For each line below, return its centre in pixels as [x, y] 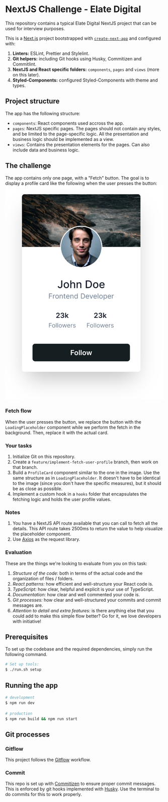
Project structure [32, 101]
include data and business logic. [46, 150]
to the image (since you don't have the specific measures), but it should [87, 484]
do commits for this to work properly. [44, 794]
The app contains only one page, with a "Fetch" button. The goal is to [77, 178]
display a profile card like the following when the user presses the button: [81, 183]
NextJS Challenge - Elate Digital [73, 9]
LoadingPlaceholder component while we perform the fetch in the [73, 427]
